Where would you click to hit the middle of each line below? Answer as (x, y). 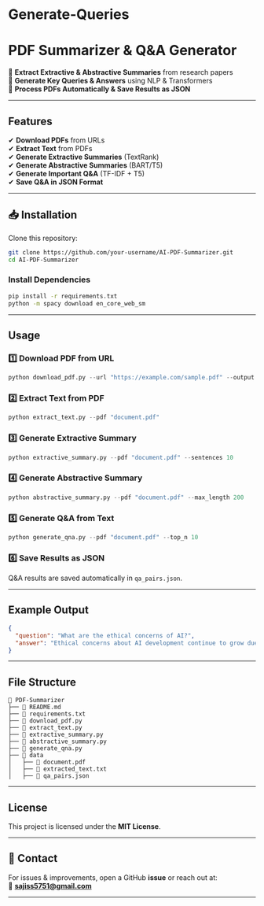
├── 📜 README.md (35, 707)
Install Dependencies (49, 279)
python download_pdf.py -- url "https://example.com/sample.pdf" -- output (132, 378)
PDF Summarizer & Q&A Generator (123, 51)
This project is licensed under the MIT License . (84, 826)
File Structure (42, 682)
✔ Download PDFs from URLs (57, 140)
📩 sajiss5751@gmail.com (50, 886)
